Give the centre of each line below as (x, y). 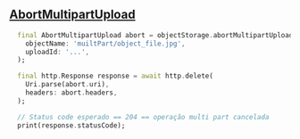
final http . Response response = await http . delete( (116, 76)
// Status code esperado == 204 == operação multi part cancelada (143, 117)
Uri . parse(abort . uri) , (67, 85)
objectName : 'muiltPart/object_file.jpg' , (105, 44)
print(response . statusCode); (71, 125)
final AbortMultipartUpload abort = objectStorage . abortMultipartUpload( (157, 35)
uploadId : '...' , (58, 52)
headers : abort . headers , (71, 93)
